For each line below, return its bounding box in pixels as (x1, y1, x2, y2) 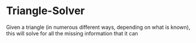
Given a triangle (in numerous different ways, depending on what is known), (6, 24, 191, 31)
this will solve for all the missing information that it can (6, 29, 139, 37)
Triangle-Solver (6, 4, 85, 18)
